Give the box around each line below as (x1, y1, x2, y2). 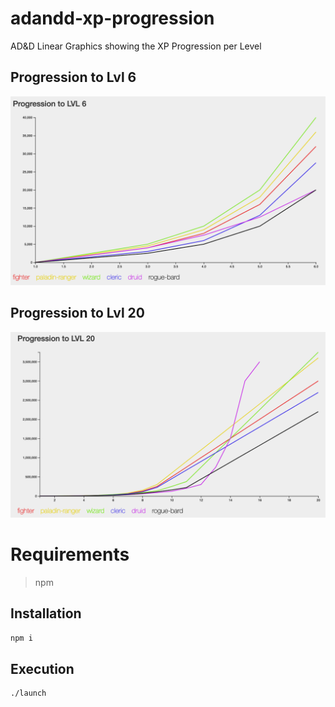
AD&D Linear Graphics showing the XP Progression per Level (10, 40, 262, 52)
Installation (10, 605, 82, 622)
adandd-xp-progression (10, 7, 215, 30)
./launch (10, 688, 47, 699)
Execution (10, 661, 75, 678)
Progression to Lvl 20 (10, 305, 145, 322)
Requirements (10, 543, 130, 566)
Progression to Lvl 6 (10, 69, 137, 86)
